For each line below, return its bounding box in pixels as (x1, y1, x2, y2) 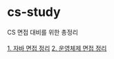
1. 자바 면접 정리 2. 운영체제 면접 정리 (7, 44, 107, 52)
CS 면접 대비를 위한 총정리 (7, 28, 78, 36)
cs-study (7, 4, 61, 20)
